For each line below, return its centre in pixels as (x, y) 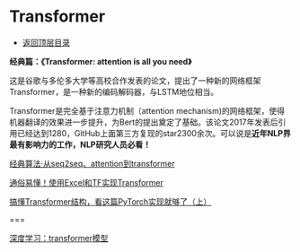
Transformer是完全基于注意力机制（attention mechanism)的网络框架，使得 (147, 110)
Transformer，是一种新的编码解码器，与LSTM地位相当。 (114, 91)
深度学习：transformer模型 (59, 238)
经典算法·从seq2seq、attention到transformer (92, 163)
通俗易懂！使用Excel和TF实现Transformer (86, 182)
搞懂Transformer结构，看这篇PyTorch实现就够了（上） (110, 201)
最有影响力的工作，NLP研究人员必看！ (80, 144)
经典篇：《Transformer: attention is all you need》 (101, 61)
